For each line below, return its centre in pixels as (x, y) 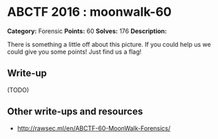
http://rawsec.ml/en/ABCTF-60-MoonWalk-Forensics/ (94, 128)
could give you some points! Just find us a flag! (75, 52)
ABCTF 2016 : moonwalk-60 (89, 12)
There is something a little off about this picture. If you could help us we (109, 44)
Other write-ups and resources (75, 112)
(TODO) (18, 89)
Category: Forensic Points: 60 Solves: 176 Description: (87, 31)
